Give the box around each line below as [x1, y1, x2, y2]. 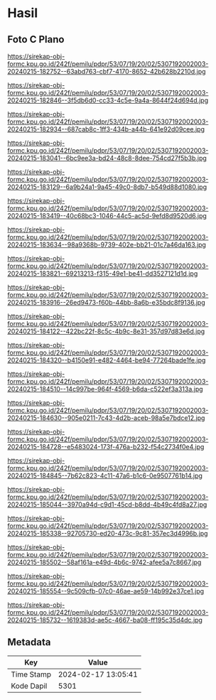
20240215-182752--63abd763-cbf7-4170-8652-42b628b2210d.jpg [7, 68, 206, 75]
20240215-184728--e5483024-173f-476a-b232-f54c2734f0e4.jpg [7, 443, 205, 451]
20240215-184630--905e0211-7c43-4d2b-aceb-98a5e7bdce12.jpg [7, 414, 205, 422]
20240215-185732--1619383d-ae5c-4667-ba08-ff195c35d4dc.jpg [7, 616, 202, 624]
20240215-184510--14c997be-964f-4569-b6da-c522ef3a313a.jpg [7, 385, 204, 393]
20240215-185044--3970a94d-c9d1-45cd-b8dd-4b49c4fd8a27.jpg [7, 500, 207, 509]
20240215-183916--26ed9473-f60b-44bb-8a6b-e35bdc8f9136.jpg [7, 298, 205, 306]
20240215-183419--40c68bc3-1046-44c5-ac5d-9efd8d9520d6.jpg [7, 212, 207, 220]
